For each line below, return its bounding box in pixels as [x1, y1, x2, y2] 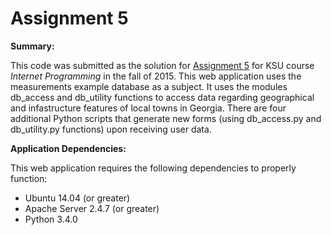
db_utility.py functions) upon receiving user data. [10, 123, 212, 135]
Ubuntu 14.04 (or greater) [24, 192, 131, 204]
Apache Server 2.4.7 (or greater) [24, 202, 160, 214]
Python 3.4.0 [24, 213, 78, 225]
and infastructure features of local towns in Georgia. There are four [10, 102, 287, 114]
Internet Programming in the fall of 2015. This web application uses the [10, 70, 302, 82]
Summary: [10, 40, 55, 52]
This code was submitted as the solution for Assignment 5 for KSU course [10, 59, 315, 71]
